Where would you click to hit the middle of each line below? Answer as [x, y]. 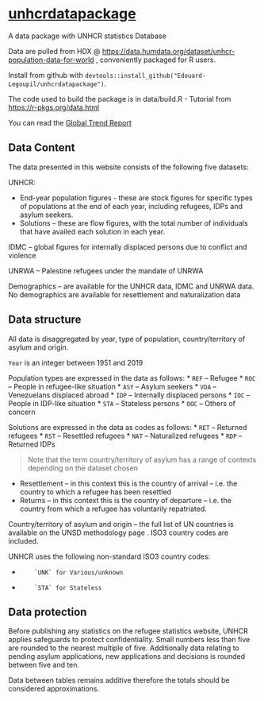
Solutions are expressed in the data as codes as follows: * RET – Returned [128, 427]
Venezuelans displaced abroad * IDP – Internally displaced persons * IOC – [129, 395]
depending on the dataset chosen [83, 468]
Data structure [45, 320]
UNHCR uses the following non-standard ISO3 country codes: [109, 556]
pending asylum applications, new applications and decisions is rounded [127, 656]
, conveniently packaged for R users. [156, 60]
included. [23, 540]
